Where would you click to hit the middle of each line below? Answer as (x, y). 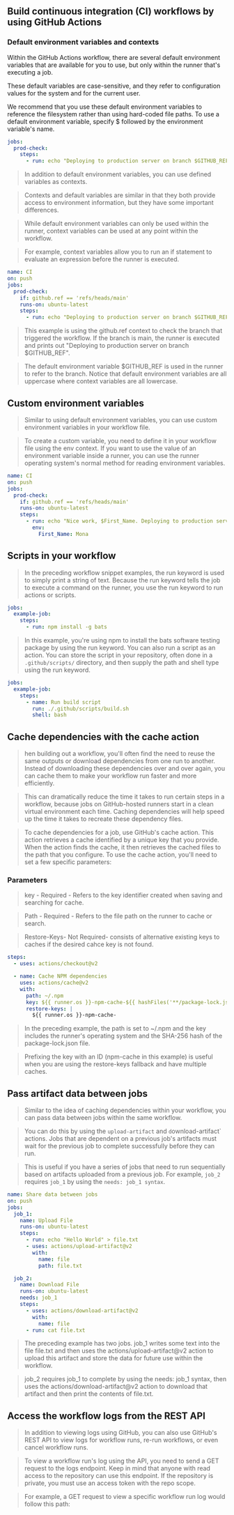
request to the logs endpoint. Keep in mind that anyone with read (117, 1468)
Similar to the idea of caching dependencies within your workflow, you (125, 1110)
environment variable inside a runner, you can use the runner (112, 455)
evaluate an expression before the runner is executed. (102, 259)
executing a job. (30, 72)
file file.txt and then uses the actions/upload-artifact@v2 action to (119, 1351)
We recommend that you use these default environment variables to (104, 107)
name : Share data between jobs (53, 1194)
